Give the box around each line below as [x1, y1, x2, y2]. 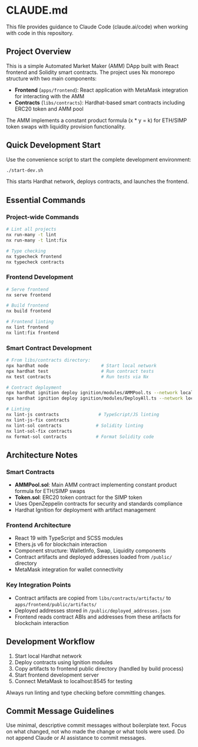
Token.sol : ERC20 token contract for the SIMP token [14, 494, 143, 501]
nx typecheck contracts [6, 259, 65, 265]
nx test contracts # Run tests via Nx [6, 374, 149, 379]
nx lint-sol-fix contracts [6, 428, 72, 434]
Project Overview [6, 47, 71, 57]
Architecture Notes [6, 450, 78, 460]
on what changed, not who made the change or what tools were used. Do [6, 728, 184, 735]
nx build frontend [6, 308, 51, 314]
